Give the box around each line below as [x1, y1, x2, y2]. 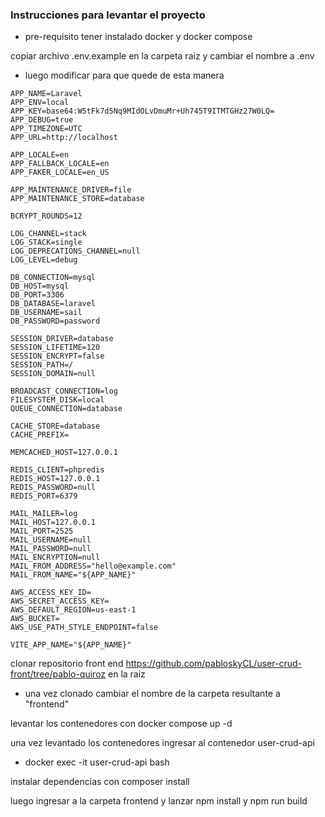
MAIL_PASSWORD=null [10, 544, 92, 554]
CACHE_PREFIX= [10, 430, 70, 440]
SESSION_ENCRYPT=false [10, 351, 105, 362]
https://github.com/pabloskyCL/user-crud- [125, 658, 302, 670]
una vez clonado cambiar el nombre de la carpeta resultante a [24, 688, 281, 700]
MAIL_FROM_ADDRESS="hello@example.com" [10, 561, 177, 572]
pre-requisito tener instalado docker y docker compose [24, 31, 253, 43]
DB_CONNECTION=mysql [10, 273, 97, 283]
